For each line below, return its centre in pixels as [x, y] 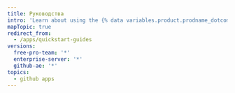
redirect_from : [29, 33]
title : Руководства [36, 14]
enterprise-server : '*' [48, 59]
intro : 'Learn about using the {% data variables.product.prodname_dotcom [119, 20]
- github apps [34, 79]
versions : [22, 46]
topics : [19, 72]
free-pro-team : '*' [42, 53]
